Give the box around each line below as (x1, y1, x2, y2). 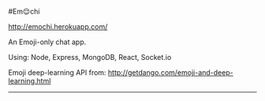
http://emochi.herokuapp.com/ (8, 22, 108, 31)
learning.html (8, 77, 51, 85)
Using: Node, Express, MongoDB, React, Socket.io (8, 53, 172, 62)
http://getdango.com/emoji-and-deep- (107, 68, 234, 77)
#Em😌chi (8, 7, 40, 16)
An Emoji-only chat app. (8, 37, 87, 47)
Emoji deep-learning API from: (8, 68, 106, 77)
